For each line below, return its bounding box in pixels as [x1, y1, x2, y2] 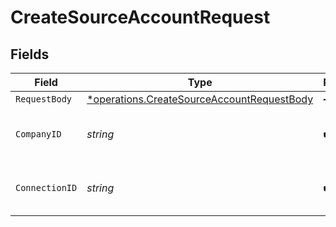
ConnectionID [15, 182, 78, 193]
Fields [10, 46, 50, 63]
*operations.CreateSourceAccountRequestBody [86, 92, 314, 106]
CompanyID [15, 129, 62, 140]
